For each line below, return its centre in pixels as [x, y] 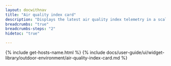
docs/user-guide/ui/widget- [135, 52]
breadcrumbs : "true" [27, 24]
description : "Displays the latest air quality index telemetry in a [81, 19]
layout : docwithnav [26, 10]
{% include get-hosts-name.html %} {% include [55, 52]
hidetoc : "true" [22, 34]
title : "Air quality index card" [41, 15]
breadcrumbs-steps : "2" [31, 29]
